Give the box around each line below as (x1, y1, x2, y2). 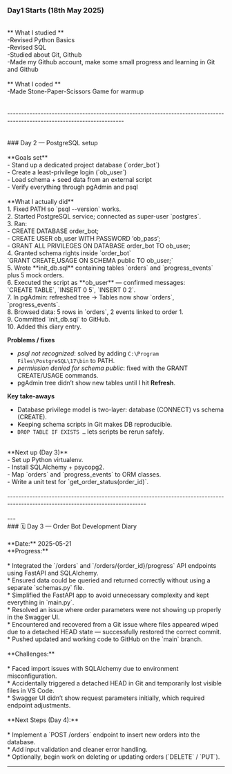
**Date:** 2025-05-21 (7, 540, 72, 548)
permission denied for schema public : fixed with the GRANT (17, 364, 188, 372)
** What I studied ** (7, 28, 64, 37)
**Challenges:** (7, 649, 55, 658)
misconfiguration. (7, 672, 57, 680)
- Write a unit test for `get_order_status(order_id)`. (7, 478, 149, 486)
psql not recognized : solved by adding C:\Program (17, 349, 159, 358)
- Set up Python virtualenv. (7, 456, 84, 464)
